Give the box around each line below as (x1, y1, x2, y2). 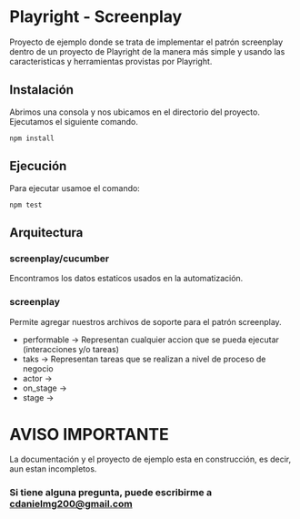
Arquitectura (9, 225, 84, 240)
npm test (9, 200, 43, 209)
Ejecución (9, 158, 67, 174)
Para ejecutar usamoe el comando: (9, 182, 141, 193)
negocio (22, 362, 54, 374)
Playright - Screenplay (9, 6, 183, 27)
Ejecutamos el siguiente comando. (9, 116, 139, 127)
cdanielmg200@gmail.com (9, 498, 134, 511)
